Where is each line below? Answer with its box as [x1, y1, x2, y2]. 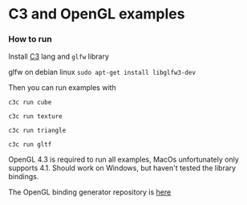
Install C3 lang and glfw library [8, 51, 110, 61]
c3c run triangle [8, 126, 67, 135]
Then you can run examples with [8, 83, 116, 92]
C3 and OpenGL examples [8, 5, 185, 23]
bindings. [8, 172, 39, 182]
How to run [8, 34, 52, 45]
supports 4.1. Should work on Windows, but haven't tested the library [8, 163, 237, 173]
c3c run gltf [8, 141, 52, 149]
